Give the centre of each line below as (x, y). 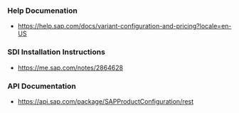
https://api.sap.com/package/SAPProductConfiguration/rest (106, 101)
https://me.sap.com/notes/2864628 (70, 68)
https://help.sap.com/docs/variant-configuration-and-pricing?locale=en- (124, 26)
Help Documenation (43, 11)
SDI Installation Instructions (56, 52)
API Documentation (42, 86)
